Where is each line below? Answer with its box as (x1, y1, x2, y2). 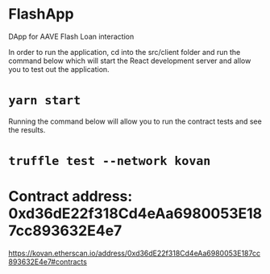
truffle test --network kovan (8, 154, 211, 169)
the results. (8, 124, 46, 134)
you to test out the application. (8, 64, 110, 74)
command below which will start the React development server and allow (8, 56, 251, 65)
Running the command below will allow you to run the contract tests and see (8, 116, 262, 126)
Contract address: (8, 188, 133, 206)
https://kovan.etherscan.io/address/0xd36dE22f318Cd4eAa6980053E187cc (8, 248, 260, 258)
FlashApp (8, 5, 74, 23)
